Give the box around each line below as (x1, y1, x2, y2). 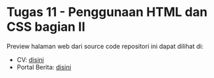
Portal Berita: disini (16, 63, 71, 71)
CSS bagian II (6, 19, 85, 35)
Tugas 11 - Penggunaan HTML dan (6, 4, 208, 20)
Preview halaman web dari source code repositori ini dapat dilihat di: (6, 42, 204, 50)
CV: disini (16, 55, 45, 63)
